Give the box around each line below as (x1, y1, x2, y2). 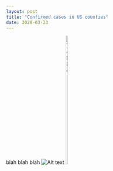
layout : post (6, 8, 38, 15)
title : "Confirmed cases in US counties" (6, 14, 109, 20)
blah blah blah (6, 159, 40, 166)
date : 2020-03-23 (6, 19, 49, 25)
